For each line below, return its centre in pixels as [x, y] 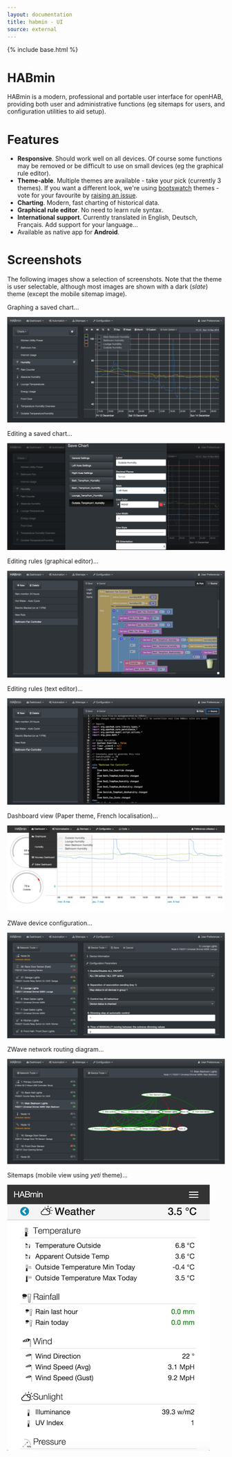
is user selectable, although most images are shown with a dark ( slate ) [108, 286]
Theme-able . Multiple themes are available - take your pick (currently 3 [119, 181]
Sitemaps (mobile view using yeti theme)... [67, 1175]
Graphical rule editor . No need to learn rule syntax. [90, 210]
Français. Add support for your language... [77, 225]
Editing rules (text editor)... [45, 688]
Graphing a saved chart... [43, 307]
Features [33, 139]
